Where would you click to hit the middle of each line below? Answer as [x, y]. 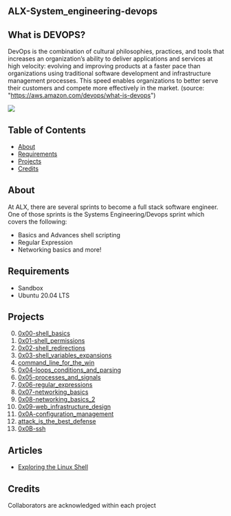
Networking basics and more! [59, 249]
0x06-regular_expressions [55, 385]
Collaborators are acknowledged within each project [82, 506]
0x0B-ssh [32, 429]
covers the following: [37, 221]
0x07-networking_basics [53, 392]
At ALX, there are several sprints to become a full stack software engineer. [113, 207]
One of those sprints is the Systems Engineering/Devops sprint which [106, 214]
